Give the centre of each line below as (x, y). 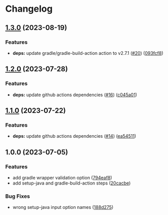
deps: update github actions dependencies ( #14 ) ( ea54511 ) (74, 136)
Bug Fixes (18, 196)
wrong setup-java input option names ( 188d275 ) (63, 207)
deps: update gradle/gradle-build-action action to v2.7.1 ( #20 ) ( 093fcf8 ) (88, 53)
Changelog (29, 9)
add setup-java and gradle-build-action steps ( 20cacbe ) (72, 183)
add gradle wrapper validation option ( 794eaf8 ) (62, 177)
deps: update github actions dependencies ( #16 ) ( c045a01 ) (75, 95)
